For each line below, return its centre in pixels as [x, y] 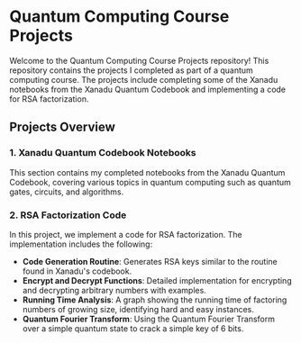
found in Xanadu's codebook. [77, 271]
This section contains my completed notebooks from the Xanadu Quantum [147, 172]
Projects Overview [62, 127]
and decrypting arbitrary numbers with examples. [114, 290]
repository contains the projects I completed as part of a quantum [132, 70]
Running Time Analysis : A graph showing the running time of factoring [155, 300]
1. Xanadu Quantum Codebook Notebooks [103, 153]
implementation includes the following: [81, 244]
